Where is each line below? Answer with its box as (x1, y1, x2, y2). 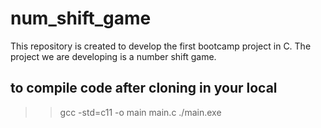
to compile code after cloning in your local (10, 80, 278, 97)
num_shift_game (10, 7, 152, 30)
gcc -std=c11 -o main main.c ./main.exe (59, 106, 222, 118)
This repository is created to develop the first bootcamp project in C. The (10, 40, 312, 52)
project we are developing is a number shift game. (10, 50, 217, 62)
